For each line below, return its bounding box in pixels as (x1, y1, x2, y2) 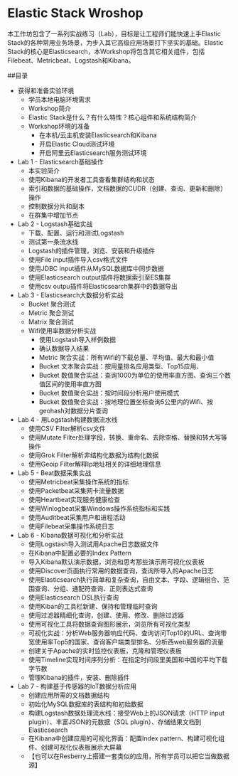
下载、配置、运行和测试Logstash (28, 228, 124, 237)
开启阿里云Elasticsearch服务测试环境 (38, 148, 147, 157)
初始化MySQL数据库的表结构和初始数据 (28, 699, 144, 708)
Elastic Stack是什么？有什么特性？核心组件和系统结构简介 (28, 112, 197, 122)
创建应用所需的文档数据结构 (28, 691, 110, 699)
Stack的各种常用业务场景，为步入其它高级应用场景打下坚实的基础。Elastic (7, 38, 224, 47)
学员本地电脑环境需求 (28, 95, 91, 104)
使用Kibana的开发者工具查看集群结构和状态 (28, 175, 155, 184)
